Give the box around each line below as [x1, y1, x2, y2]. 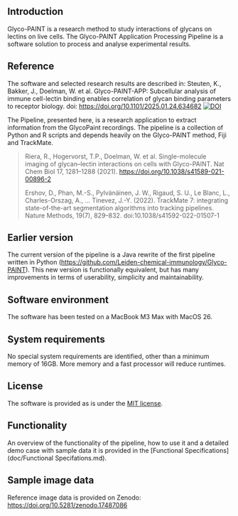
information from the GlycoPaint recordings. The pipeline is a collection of [7, 123, 224, 131]
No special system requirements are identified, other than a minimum [7, 352, 210, 361]
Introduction [7, 6, 64, 18]
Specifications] [184, 446, 229, 454]
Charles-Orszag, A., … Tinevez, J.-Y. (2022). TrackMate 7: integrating [24, 195, 229, 205]
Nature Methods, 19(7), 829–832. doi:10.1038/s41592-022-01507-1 [24, 211, 220, 220]
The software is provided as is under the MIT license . [7, 399, 163, 407]
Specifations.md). [55, 453, 107, 462]
